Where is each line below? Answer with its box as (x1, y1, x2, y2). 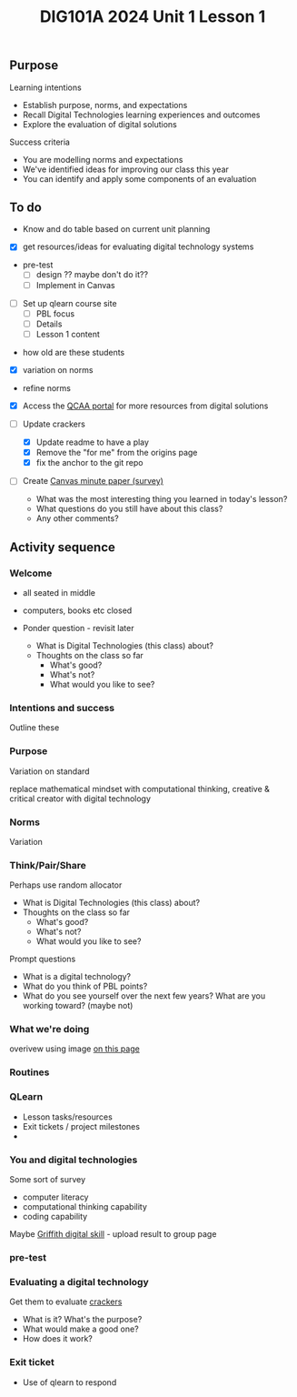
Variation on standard (9, 766, 90, 777)
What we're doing (9, 1023, 90, 1036)
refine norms (22, 382, 71, 393)
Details (35, 318, 63, 329)
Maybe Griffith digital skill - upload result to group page (9, 1228, 217, 1239)
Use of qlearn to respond (22, 1376, 117, 1388)
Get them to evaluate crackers (9, 1296, 123, 1307)
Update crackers (22, 418, 86, 429)
